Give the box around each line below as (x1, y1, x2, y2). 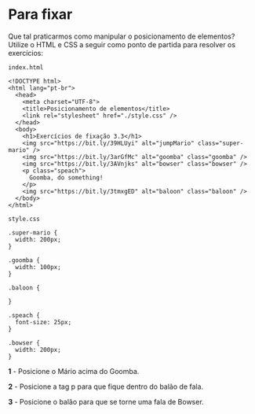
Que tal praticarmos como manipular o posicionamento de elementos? (8, 31, 235, 41)
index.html (8, 63, 44, 72)
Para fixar (8, 6, 73, 24)
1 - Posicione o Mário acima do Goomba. (8, 366, 140, 375)
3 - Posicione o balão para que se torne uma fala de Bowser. (8, 397, 204, 406)
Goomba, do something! (28, 173, 104, 182)
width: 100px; (15, 263, 61, 271)
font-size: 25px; (15, 318, 72, 326)
